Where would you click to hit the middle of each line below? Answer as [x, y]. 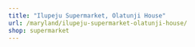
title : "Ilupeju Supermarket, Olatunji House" [87, 16]
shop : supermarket [39, 30]
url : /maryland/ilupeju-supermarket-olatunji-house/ [98, 23]
